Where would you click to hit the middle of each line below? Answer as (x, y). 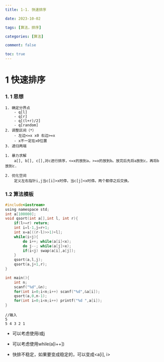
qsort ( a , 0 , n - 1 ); (31, 296)
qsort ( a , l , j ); (28, 260)
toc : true (15, 54)
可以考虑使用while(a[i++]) (38, 344)
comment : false (21, 45)
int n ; (21, 282)
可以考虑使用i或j (29, 333)
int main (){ (17, 278)
